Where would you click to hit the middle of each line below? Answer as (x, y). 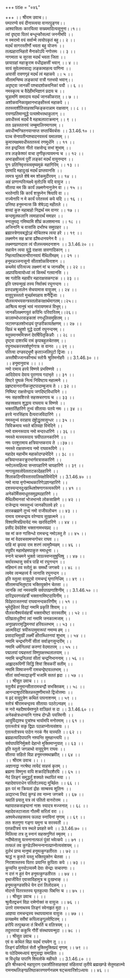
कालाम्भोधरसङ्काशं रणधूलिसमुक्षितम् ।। (37, 318)
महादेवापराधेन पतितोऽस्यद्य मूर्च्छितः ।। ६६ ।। (42, 783)
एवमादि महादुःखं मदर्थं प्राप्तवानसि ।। (34, 170)
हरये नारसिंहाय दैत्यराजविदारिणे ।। (33, 414)
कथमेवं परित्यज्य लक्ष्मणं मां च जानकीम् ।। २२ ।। (45, 267)
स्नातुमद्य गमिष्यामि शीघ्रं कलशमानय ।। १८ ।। (43, 222)
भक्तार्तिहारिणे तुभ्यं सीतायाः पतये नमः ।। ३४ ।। (44, 409)
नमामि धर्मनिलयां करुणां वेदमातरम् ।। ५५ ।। (42, 647)
